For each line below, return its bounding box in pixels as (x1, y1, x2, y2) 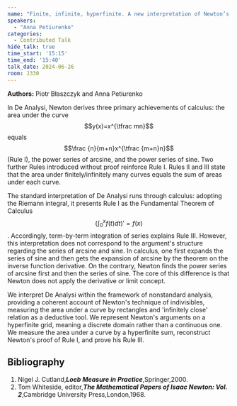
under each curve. (7, 177, 62, 186)
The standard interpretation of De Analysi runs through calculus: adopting (7, 191, 223, 199)
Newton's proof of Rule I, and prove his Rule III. (7, 335, 145, 344)
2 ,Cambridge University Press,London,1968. (17, 390, 146, 398)
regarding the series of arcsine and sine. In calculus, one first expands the (7, 246, 224, 255)
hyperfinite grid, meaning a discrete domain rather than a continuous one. (7, 320, 223, 329)
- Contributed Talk (13, 37, 71, 44)
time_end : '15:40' (7, 57, 62, 64)
